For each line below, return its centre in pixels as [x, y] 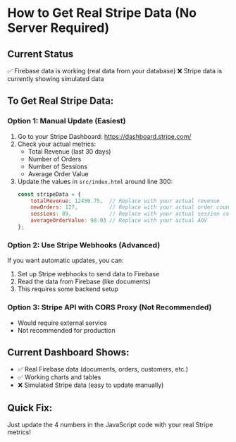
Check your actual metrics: [57, 144]
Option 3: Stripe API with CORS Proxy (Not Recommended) [110, 307]
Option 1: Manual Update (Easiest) [67, 121]
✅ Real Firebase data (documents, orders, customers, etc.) [103, 369]
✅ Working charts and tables [59, 377]
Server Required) [58, 28]
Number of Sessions [58, 166]
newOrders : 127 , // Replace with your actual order [122, 207]
